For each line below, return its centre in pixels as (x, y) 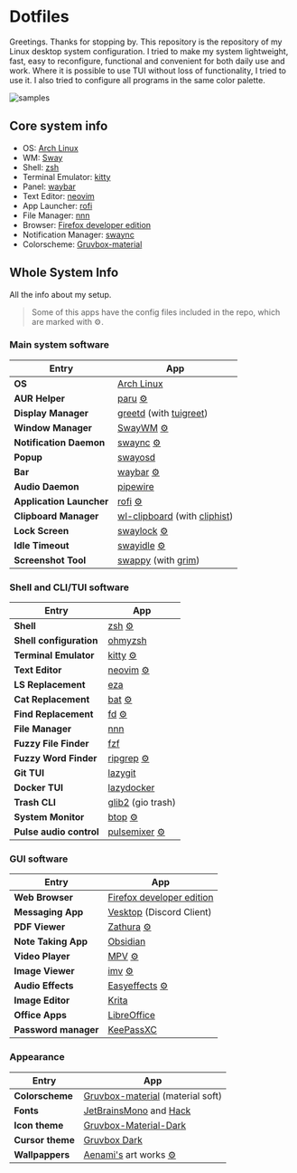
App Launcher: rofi (57, 205)
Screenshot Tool (50, 560)
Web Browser (44, 898)
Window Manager (53, 427)
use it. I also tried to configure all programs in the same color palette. (138, 80)
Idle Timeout (42, 545)
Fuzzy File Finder (51, 744)
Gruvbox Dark (113, 1140)
